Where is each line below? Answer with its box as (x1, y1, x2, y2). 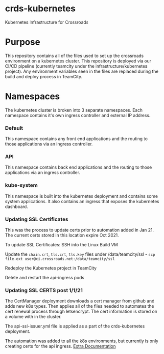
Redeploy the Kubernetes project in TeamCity (5, 265, 97, 271)
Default (5, 124, 23, 131)
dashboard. (5, 204, 28, 209)
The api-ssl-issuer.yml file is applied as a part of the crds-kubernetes (5, 323, 145, 329)
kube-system (5, 182, 38, 189)
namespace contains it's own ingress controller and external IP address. (5, 112, 151, 118)
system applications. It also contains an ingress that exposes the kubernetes (5, 198, 160, 204)
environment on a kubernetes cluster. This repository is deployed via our (5, 58, 152, 64)
